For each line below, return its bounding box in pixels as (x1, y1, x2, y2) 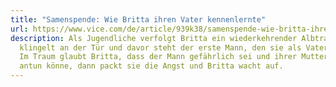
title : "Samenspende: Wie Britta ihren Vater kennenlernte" (10, 14, 267, 25)
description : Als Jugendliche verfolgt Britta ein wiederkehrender (10, 33, 298, 43)
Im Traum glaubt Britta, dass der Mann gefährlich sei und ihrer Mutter (19, 52, 329, 62)
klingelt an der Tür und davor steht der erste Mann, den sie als (19, 42, 302, 53)
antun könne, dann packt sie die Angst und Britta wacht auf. (19, 61, 284, 71)
